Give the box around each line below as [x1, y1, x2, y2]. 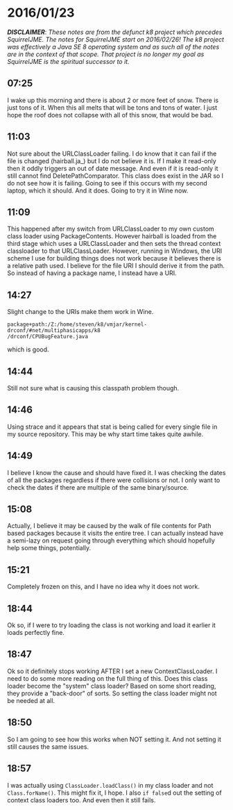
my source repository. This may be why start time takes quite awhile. [7, 429, 204, 438]
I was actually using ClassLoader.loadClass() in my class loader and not [7, 781, 214, 789]
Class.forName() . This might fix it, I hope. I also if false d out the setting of [7, 788, 222, 797]
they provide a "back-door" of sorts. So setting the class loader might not [7, 689, 217, 697]
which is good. [7, 345, 50, 354]
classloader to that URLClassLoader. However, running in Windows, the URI [7, 247, 223, 255]
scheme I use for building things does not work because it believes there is [7, 254, 222, 263]
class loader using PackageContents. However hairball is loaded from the [7, 232, 217, 240]
